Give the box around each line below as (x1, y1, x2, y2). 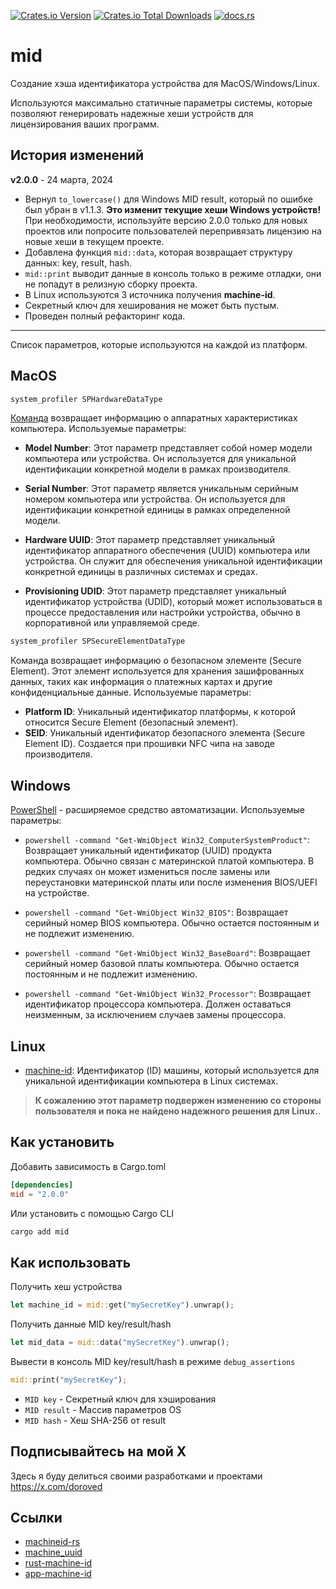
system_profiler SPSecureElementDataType (10, 636, 186, 647)
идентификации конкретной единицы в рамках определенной (24, 504, 291, 516)
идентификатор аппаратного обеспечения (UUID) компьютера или (24, 545, 311, 557)
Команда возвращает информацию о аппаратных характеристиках (10, 412, 298, 424)
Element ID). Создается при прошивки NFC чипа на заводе (24, 738, 275, 750)
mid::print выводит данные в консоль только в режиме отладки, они (24, 267, 322, 279)
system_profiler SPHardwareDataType (10, 394, 163, 404)
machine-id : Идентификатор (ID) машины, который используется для (24, 1064, 320, 1076)
